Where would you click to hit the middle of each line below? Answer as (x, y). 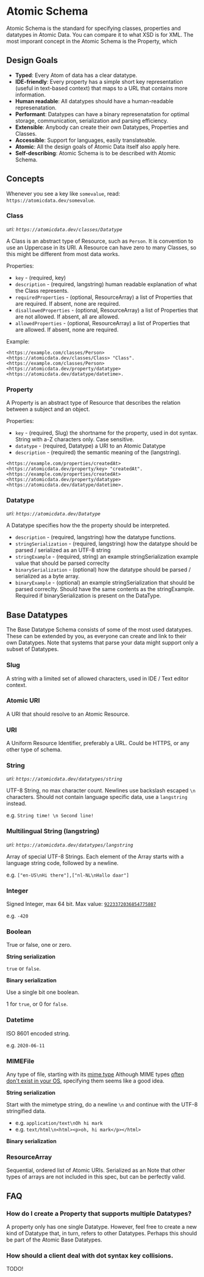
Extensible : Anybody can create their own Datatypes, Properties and (102, 127)
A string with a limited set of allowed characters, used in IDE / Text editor (97, 678)
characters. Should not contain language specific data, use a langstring (97, 797)
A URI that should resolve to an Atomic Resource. (68, 714)
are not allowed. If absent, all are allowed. (67, 317)
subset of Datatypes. (33, 649)
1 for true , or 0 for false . (37, 1004)
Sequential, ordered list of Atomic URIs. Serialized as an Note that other (96, 1170)
